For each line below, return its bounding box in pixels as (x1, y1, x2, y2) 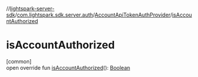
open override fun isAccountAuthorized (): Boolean (6, 64, 131, 71)
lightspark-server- (10, 5, 55, 12)
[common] (6, 57, 32, 65)
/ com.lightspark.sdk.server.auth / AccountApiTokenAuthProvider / (14, 11, 172, 18)
